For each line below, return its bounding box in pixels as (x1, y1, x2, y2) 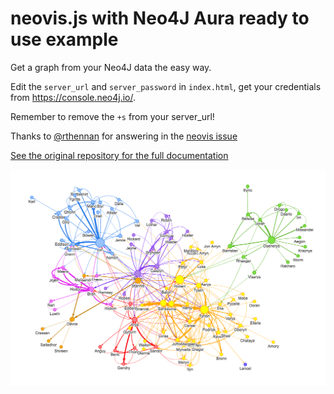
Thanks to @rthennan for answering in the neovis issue (10, 130, 238, 142)
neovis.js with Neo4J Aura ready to (10, 7, 310, 30)
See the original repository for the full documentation (10, 149, 229, 161)
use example (10, 28, 119, 51)
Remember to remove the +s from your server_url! (10, 110, 215, 122)
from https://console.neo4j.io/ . (10, 91, 137, 103)
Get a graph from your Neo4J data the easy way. (10, 61, 212, 73)
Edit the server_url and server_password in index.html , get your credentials (10, 80, 322, 92)
